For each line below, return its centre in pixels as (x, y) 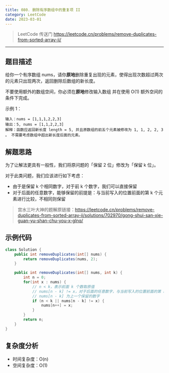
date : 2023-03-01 (23, 19)
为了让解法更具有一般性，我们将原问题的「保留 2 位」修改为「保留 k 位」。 (82, 165)
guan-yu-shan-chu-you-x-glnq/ (50, 220)
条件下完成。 (18, 98)
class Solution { (23, 250)
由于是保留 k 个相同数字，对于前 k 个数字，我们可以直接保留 (75, 186)
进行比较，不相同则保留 (41, 199)
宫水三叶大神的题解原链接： (46, 210)
